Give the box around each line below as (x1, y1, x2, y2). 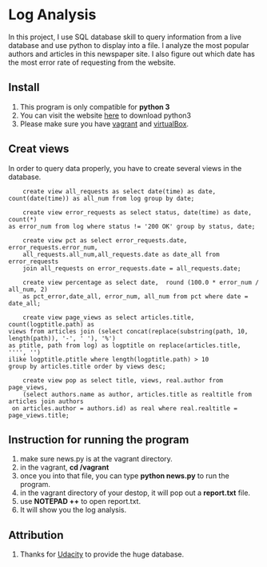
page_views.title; (8, 411, 70, 419)
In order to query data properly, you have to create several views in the (8, 163, 242, 173)
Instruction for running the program (8, 433, 189, 446)
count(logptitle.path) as (8, 320, 94, 329)
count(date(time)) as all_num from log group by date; (8, 194, 195, 202)
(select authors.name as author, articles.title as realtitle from (22, 390, 252, 398)
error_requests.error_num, (8, 243, 98, 251)
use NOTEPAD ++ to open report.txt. (19, 497, 141, 506)
